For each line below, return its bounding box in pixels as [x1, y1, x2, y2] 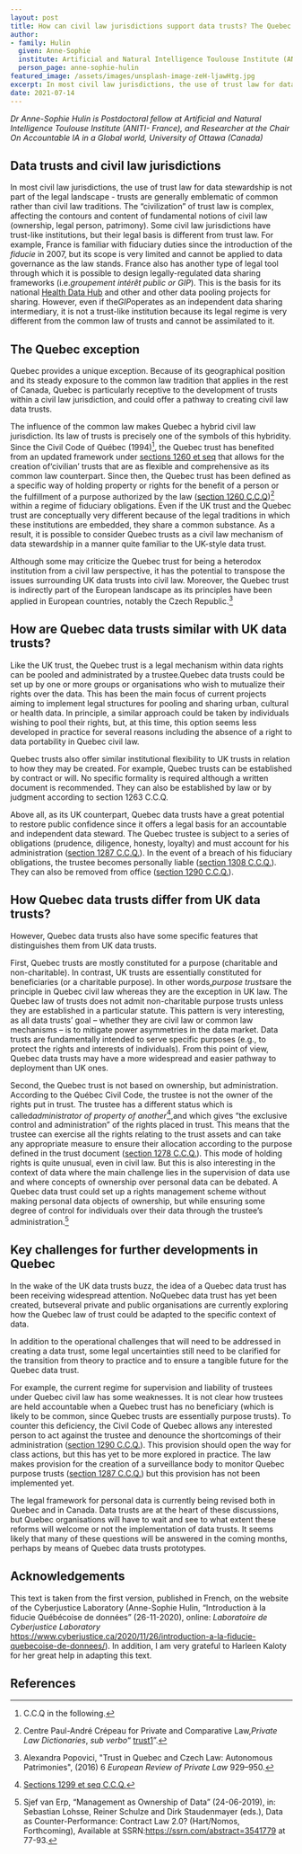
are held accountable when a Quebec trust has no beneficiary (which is [10, 1401, 274, 1412]
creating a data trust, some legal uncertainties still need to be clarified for [10, 1345, 281, 1356]
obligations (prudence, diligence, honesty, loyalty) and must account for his [10, 838, 289, 848]
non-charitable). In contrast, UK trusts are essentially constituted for [10, 967, 263, 978]
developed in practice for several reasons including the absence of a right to [10, 726, 292, 737]
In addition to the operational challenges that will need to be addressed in [10, 1335, 281, 1346]
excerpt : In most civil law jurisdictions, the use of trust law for [10, 80, 276, 89]
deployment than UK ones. [10, 1062, 108, 1073]
